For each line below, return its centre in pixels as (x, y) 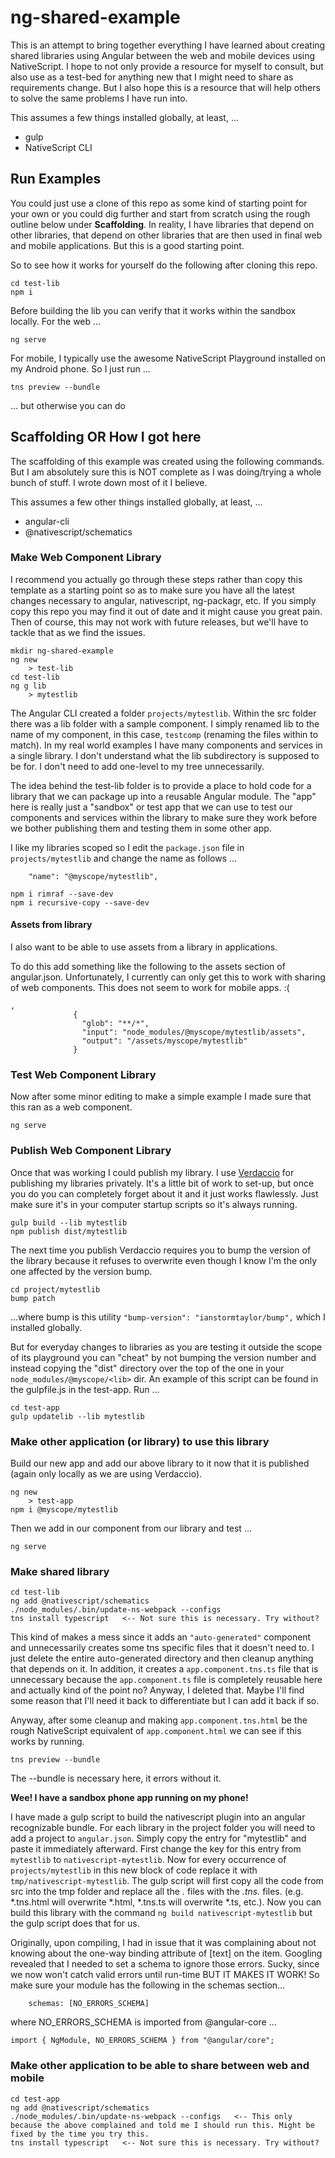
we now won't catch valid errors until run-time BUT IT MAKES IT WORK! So (165, 1975)
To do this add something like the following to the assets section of (148, 967)
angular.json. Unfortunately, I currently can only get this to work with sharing (168, 977)
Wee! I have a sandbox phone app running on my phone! (129, 1798)
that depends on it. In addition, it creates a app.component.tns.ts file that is (164, 1669)
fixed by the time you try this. (80, 2134)
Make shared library (60, 1571)
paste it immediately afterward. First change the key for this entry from (156, 1849)
